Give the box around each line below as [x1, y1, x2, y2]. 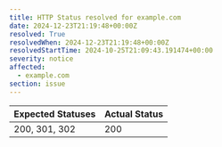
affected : [9, 63, 46, 72]
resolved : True [9, 29, 66, 38]
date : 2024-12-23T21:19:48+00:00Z [9, 21, 138, 30]
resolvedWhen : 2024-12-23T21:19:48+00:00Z [9, 37, 169, 47]
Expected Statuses [13, 108, 96, 120]
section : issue [9, 79, 66, 88]
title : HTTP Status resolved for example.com [9, 12, 181, 22]
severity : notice [9, 54, 74, 63]
